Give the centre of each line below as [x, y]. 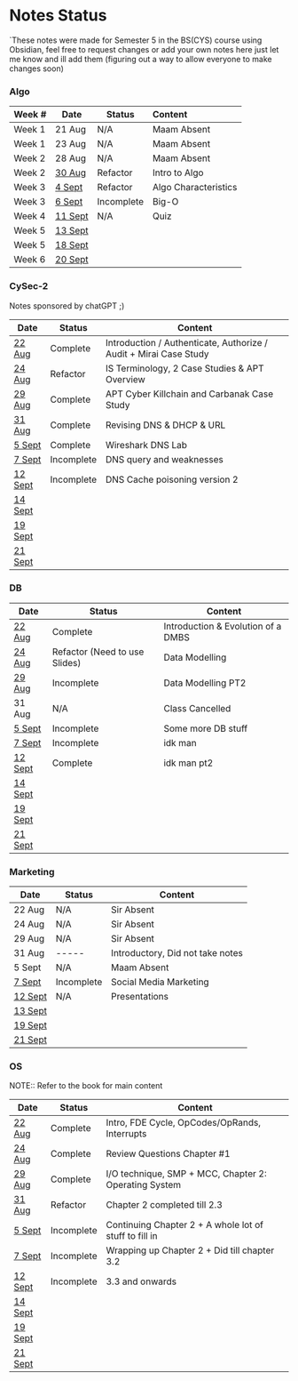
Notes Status [58, 16]
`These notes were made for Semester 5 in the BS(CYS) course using [136, 40]
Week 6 [30, 260]
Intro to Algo [178, 173]
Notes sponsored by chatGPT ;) [67, 305]
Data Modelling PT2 [205, 683]
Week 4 [30, 216]
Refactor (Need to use [98, 652]
